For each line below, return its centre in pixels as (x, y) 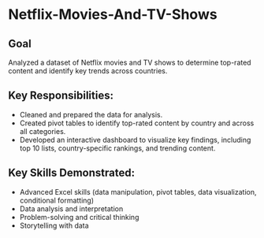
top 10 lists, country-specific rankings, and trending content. (117, 148)
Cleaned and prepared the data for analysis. (91, 114)
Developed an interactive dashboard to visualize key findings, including (135, 139)
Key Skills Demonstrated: (72, 173)
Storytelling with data (54, 225)
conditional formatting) (57, 200)
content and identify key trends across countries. (88, 71)
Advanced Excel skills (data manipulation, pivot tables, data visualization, (138, 192)
